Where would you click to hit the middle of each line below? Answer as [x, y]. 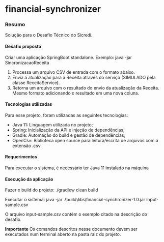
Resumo [15, 25]
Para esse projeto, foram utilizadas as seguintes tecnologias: [67, 115]
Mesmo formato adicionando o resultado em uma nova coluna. [76, 93]
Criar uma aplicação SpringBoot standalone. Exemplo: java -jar [68, 57]
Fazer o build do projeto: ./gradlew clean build [52, 190]
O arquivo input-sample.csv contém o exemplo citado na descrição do [76, 214]
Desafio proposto [23, 46]
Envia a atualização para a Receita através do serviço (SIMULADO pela [84, 77]
